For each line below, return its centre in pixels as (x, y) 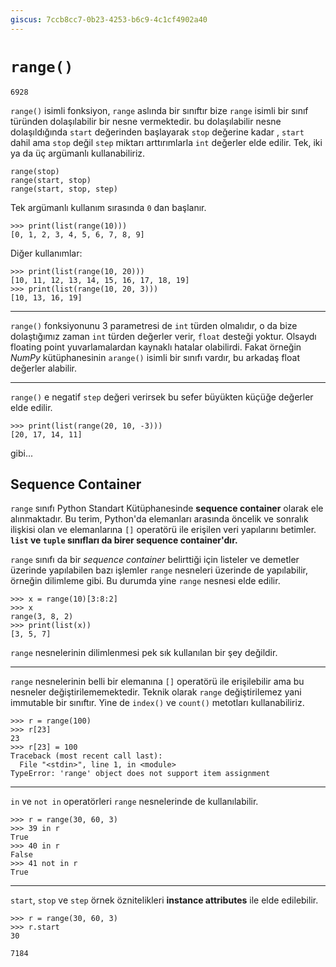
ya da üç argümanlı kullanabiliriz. (78, 153)
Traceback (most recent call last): (86, 756)
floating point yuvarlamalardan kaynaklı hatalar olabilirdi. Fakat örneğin (156, 347)
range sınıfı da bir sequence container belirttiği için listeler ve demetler (155, 560)
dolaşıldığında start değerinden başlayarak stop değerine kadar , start (157, 132)
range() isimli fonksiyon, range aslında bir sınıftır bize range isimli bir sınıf (159, 110)
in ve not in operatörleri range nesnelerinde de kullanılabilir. (134, 802)
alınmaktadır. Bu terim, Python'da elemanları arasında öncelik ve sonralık (159, 519)
